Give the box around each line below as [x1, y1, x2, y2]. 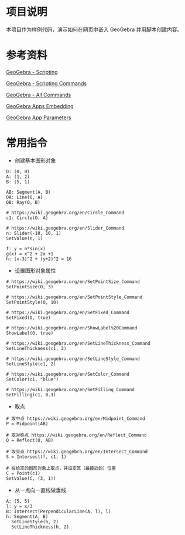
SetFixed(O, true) [6, 315, 51, 321]
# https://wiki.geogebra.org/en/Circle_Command [6, 210, 125, 216]
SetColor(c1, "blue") [6, 376, 59, 382]
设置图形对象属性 [14, 267, 56, 274]
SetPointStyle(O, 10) [6, 299, 59, 305]
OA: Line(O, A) [6, 194, 43, 200]
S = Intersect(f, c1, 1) [6, 453, 67, 460]
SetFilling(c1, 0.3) [6, 392, 57, 398]
